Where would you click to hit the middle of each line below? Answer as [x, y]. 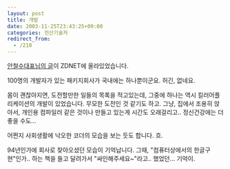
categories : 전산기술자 [38, 33]
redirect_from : [29, 39]
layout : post [26, 13]
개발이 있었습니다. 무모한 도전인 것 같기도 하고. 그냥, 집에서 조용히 [125, 103]
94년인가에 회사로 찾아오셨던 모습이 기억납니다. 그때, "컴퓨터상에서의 [100, 150]
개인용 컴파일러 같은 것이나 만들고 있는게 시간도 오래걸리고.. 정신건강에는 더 [123, 112]
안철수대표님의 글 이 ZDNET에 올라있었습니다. [68, 66]
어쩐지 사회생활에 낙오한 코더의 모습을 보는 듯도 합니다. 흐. [85, 135]
